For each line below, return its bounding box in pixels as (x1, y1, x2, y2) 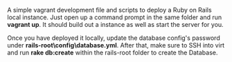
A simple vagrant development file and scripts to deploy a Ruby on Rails (7, 6, 213, 14)
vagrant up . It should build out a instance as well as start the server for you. (7, 21, 224, 28)
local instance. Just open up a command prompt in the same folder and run (7, 13, 222, 21)
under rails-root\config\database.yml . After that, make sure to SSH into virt (7, 41, 225, 49)
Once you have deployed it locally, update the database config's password (7, 34, 220, 42)
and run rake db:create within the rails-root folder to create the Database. (7, 48, 218, 56)
